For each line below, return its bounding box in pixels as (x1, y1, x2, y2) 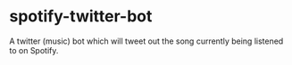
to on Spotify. (9, 45, 59, 55)
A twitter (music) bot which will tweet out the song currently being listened (9, 36, 284, 46)
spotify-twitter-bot (9, 6, 153, 27)
